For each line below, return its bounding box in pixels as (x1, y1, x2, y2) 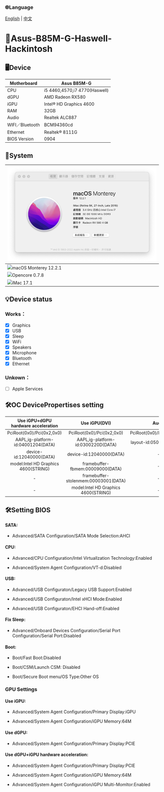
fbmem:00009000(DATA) (70, 466, 122, 472)
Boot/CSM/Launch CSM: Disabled (12, 664, 81, 670)
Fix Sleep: (5, 616, 26, 622)
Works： (5, 311, 26, 318)
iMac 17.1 (12, 280, 33, 286)
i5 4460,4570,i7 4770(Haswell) (43, 88, 109, 93)
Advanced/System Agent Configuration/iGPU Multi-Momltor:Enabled (12, 781, 150, 787)
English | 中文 (5, 16, 33, 22)
